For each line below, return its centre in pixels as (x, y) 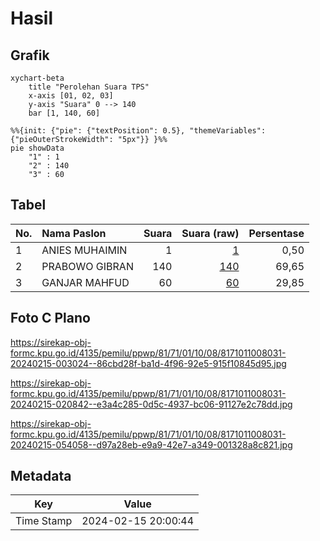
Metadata (41, 476)
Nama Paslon (74, 233)
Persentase (276, 233)
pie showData (37, 148)
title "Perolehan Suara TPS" (89, 87)
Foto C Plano (50, 318)
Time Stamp (44, 521)
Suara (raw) (210, 233)
